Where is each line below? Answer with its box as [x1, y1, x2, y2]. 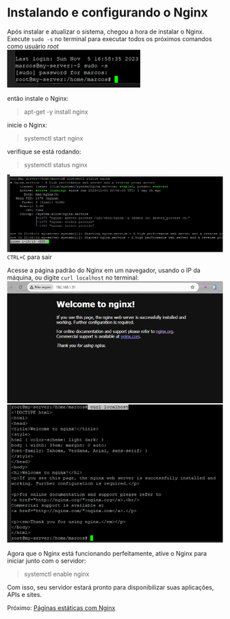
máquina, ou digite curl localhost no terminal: [7, 273, 139, 282]
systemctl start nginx [23, 134, 84, 142]
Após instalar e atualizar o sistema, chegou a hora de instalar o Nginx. [7, 27, 205, 36]
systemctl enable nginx [23, 570, 90, 578]
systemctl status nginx [23, 160, 88, 169]
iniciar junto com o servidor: [7, 557, 86, 565]
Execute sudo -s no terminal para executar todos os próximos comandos [7, 34, 212, 43]
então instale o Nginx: [7, 94, 69, 102]
